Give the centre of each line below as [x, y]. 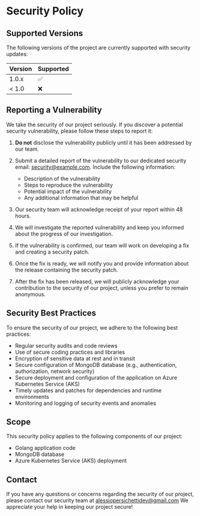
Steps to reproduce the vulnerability [68, 185]
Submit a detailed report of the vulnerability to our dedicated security [101, 160]
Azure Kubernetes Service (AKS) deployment [71, 461]
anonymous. [30, 294]
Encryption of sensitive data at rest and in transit [75, 358]
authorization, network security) [55, 371]
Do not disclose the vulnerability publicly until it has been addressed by [103, 142]
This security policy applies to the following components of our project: [94, 436]
